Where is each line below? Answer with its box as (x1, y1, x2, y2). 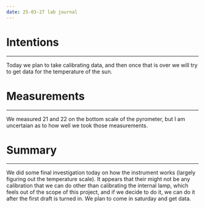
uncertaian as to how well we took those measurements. (6, 122, 148, 129)
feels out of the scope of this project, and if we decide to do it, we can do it (6, 188, 195, 196)
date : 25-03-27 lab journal (6, 9, 78, 15)
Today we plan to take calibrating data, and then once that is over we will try (6, 61, 198, 69)
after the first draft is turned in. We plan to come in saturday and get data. (6, 195, 192, 202)
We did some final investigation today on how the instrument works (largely (6, 169, 196, 176)
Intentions (6, 35, 59, 49)
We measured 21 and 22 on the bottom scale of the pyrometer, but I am (6, 115, 185, 122)
